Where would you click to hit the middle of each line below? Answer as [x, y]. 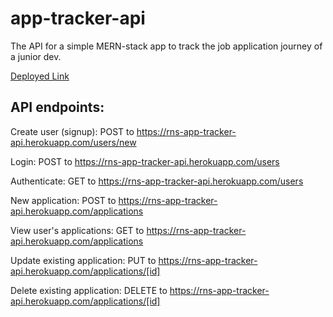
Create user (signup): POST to [72, 131]
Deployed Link [40, 76]
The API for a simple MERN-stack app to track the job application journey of [166, 46]
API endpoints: [57, 107]
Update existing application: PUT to [83, 260]
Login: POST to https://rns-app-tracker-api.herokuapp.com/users [145, 161]
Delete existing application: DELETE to [89, 290]
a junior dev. [36, 56]
